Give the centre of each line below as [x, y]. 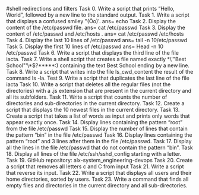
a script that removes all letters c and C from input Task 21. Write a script [95, 166]
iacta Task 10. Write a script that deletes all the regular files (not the [89, 84]
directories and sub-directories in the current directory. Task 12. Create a [95, 103]
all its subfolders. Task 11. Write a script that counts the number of [87, 97]
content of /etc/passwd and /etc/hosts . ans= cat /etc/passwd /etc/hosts [95, 34]
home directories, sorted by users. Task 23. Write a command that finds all [97, 179]
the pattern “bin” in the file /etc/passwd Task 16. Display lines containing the [99, 135]
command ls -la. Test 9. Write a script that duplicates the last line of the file [98, 78]
